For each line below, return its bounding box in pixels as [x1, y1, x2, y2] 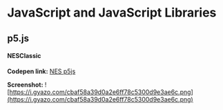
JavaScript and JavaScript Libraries [7, 5, 217, 21]
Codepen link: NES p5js [7, 67, 76, 75]
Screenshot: [7, 80, 43, 89]
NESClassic [7, 52, 41, 60]
